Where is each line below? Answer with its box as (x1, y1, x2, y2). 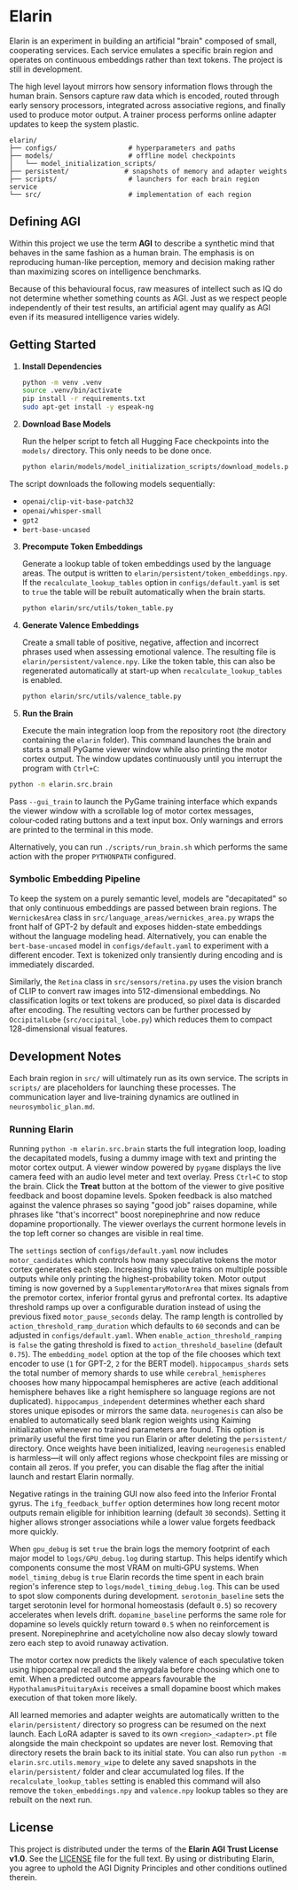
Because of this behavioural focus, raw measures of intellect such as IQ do (9, 283, 283, 294)
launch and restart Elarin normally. (9, 1470, 135, 1482)
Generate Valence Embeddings (21, 619, 139, 631)
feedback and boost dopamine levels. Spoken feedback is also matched (9, 1190, 272, 1201)
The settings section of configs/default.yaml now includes (9, 1244, 229, 1256)
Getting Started (9, 337, 97, 352)
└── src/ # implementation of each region (9, 190, 252, 199)
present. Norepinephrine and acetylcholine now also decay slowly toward (9, 1627, 278, 1638)
